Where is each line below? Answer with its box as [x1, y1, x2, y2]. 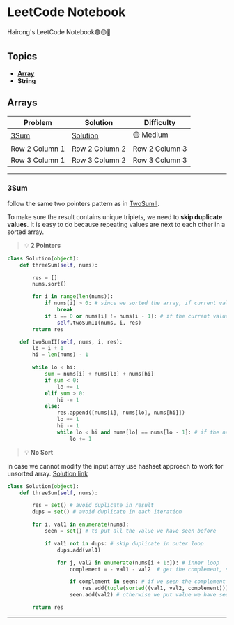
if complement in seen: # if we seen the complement [69, 578, 226, 585]
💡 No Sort [24, 448, 54, 456]
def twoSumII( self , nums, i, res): [19, 338, 123, 346]
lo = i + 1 [32, 345, 64, 352]
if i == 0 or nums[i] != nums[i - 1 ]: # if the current [44, 312, 210, 320]
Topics [7, 50, 38, 63]
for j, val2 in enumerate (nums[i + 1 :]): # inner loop [56, 559, 219, 566]
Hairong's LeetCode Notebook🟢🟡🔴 [7, 27, 111, 36]
